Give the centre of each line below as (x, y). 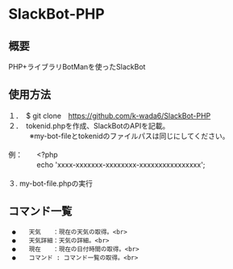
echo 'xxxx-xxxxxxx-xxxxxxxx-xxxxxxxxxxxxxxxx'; (121, 164)
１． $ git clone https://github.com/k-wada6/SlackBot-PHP (110, 116)
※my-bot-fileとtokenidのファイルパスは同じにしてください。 (129, 136)
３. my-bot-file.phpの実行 (51, 183)
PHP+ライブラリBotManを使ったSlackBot (77, 67)
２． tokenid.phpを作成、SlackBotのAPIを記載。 (89, 125)
